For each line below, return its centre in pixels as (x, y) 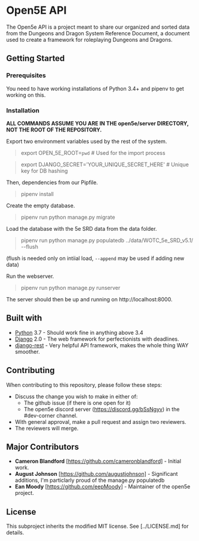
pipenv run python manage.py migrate (68, 217)
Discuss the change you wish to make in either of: (76, 396)
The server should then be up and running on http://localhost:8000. (89, 299)
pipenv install (37, 194)
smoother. (27, 352)
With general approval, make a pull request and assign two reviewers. (100, 421)
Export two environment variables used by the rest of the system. (87, 141)
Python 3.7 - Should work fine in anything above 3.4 (79, 332)
